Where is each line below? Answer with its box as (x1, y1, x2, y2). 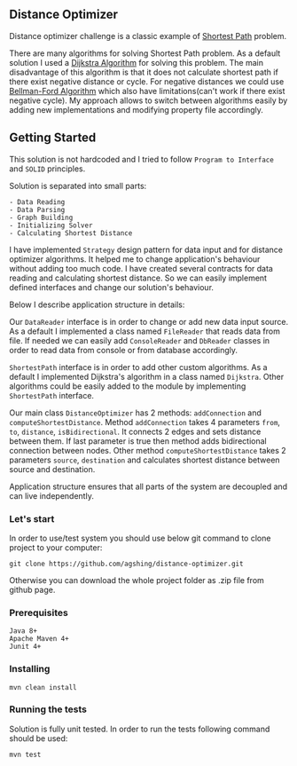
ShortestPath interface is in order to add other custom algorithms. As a (9, 361, 268, 372)
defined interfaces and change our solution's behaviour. (9, 281, 215, 292)
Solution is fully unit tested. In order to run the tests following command (9, 723, 270, 734)
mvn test (9, 750, 42, 759)
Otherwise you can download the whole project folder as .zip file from (9, 574, 264, 585)
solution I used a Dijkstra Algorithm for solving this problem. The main (9, 57, 264, 67)
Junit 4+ (9, 643, 42, 651)
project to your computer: (9, 541, 103, 553)
